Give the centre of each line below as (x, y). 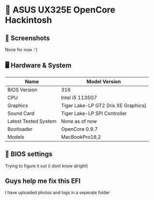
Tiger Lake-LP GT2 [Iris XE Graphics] (104, 105)
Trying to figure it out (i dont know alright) (47, 166)
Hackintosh (28, 20)
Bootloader (20, 129)
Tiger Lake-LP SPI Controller (94, 113)
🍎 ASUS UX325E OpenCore (60, 10)
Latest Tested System (32, 121)
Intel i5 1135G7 (79, 97)
